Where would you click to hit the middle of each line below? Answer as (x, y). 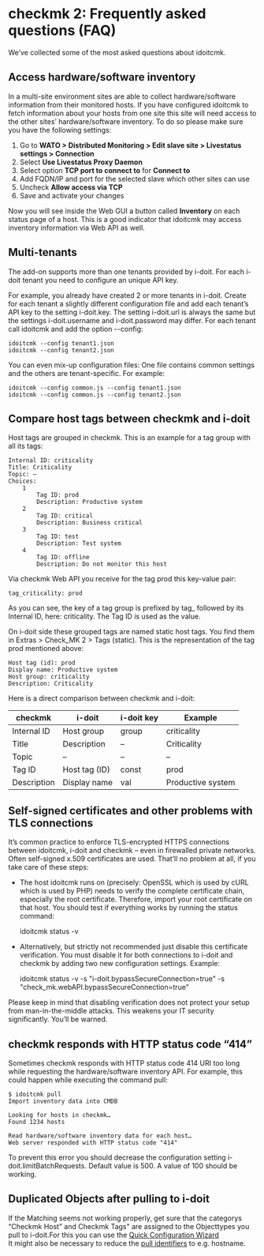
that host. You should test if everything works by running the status (128, 908)
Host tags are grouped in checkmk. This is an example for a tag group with (129, 438)
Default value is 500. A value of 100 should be (163, 1166)
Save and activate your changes (72, 195)
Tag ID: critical (65, 516)
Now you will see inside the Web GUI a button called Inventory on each (124, 211)
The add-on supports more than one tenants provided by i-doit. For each (126, 271)
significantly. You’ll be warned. (58, 1019)
